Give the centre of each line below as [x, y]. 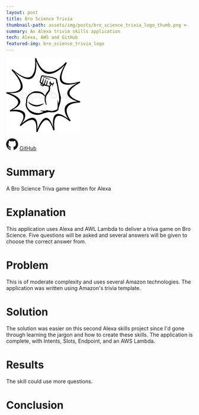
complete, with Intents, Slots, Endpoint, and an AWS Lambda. [81, 341]
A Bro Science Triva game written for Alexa [59, 188]
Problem [27, 266]
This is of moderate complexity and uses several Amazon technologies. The [99, 282]
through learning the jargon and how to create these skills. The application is [99, 334]
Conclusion [35, 405]
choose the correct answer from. [46, 241]
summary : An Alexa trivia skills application [63, 31]
